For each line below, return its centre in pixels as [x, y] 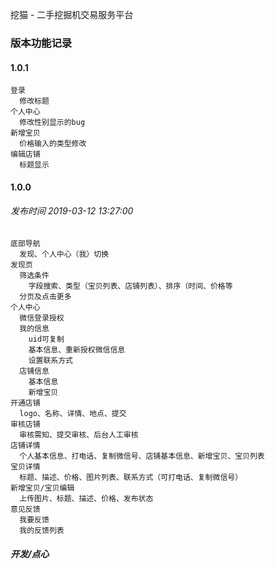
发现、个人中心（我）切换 [64, 254]
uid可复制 [46, 339]
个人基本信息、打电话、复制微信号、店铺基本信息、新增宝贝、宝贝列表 [142, 456]
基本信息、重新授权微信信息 [77, 349]
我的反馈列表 [42, 530]
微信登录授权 [42, 318]
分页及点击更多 [45, 296]
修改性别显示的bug [52, 123]
